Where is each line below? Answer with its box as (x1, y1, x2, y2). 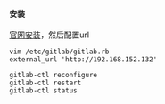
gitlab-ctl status (9, 86, 78, 95)
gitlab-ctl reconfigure (9, 71, 98, 80)
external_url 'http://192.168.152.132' (9, 55, 158, 64)
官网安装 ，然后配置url (9, 29, 90, 40)
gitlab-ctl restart (9, 78, 82, 88)
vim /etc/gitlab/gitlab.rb (9, 47, 110, 57)
